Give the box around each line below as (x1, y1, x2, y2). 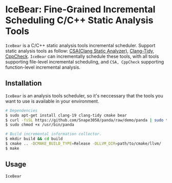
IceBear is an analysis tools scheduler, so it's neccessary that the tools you (5, 92, 163, 98)
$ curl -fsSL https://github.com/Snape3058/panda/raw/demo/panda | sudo (5, 117, 164, 123)
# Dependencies (5, 108, 38, 113)
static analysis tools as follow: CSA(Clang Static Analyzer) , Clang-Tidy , (5, 48, 155, 54)
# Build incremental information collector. (5, 132, 102, 137)
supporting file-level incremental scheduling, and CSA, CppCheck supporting (5, 58, 164, 65)
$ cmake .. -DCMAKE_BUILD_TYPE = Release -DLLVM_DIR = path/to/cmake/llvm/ (5, 141, 161, 146)
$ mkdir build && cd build (5, 136, 63, 141)
